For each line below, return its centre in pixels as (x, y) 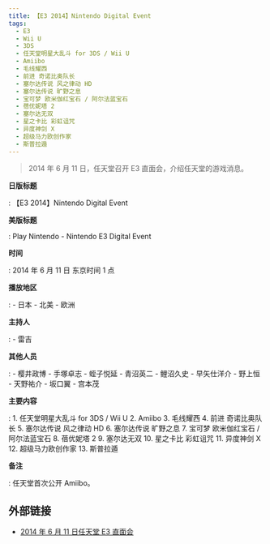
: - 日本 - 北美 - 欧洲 (42, 304)
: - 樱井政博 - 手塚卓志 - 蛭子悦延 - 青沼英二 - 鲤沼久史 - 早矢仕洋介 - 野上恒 (135, 373)
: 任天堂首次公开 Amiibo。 (51, 482)
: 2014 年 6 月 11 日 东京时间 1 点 (62, 270)
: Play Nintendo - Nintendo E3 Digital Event (80, 236)
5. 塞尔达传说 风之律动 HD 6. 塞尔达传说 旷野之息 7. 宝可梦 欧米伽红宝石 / (139, 428)
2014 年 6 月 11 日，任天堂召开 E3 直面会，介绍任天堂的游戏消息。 (138, 168)
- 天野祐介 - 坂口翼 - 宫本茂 (54, 383)
